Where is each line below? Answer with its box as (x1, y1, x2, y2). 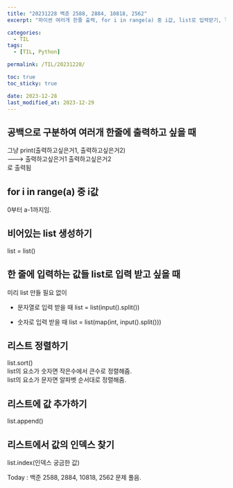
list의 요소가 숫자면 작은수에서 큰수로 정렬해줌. (7, 367, 132, 376)
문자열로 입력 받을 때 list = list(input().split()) (17, 303, 140, 311)
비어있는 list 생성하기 (7, 228, 92, 239)
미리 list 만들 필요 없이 (7, 288, 67, 296)
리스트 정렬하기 (7, 340, 69, 352)
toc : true (7, 74, 36, 81)
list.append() (7, 417, 44, 426)
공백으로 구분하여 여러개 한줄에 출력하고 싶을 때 (7, 126, 196, 138)
